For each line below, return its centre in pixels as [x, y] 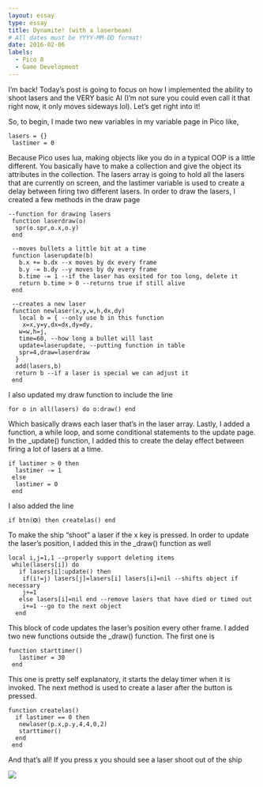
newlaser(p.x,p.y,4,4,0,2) [63, 724]
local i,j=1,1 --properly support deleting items [92, 558]
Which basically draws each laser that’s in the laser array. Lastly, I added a [129, 424]
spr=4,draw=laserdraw [54, 352]
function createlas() [44, 710]
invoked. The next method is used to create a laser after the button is [120, 687]
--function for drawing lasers [60, 214]
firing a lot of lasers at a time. [56, 449]
